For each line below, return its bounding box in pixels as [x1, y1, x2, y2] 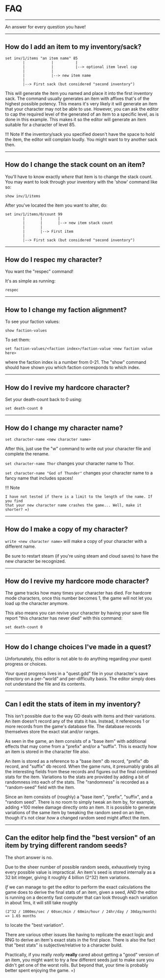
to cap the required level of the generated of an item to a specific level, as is [5, 111, 159, 117]
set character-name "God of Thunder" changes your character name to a [5, 470, 153, 475]
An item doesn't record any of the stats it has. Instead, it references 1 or [5, 718, 150, 724]
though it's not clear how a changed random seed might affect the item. [5, 815, 151, 821]
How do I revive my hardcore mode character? [5, 577, 149, 586]
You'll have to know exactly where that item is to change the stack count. [5, 173, 153, 180]
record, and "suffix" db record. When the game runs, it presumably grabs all [5, 763, 159, 769]
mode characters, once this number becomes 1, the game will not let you [5, 595, 152, 601]
